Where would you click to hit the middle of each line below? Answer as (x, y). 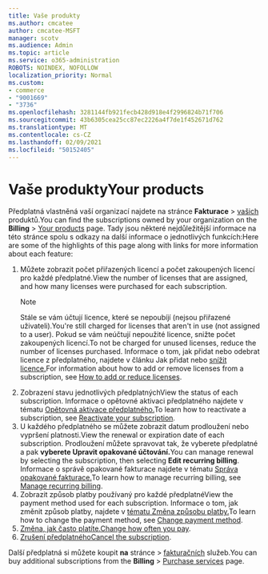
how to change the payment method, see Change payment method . (131, 520)
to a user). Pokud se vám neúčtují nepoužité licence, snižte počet (128, 335)
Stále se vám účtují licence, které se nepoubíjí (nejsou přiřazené (125, 318)
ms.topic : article (39, 53)
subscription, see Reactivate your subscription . (98, 418)
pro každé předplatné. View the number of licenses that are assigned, (134, 278)
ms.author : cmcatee (41, 23)
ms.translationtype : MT (48, 127)
